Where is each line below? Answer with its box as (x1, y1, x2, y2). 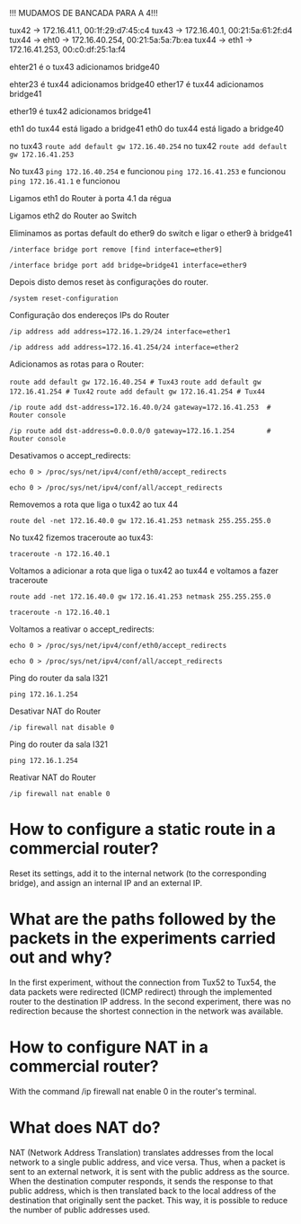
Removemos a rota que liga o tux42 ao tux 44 (9, 499, 178, 510)
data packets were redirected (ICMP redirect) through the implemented (9, 986, 272, 997)
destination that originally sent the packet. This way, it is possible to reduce (9, 1194, 288, 1205)
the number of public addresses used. (9, 1204, 151, 1215)
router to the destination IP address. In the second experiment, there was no (9, 996, 292, 1007)
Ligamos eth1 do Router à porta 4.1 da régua (9, 193, 173, 203)
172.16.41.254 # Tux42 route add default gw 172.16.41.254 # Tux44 (9, 387, 265, 396)
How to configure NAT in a (9, 1037, 209, 1058)
